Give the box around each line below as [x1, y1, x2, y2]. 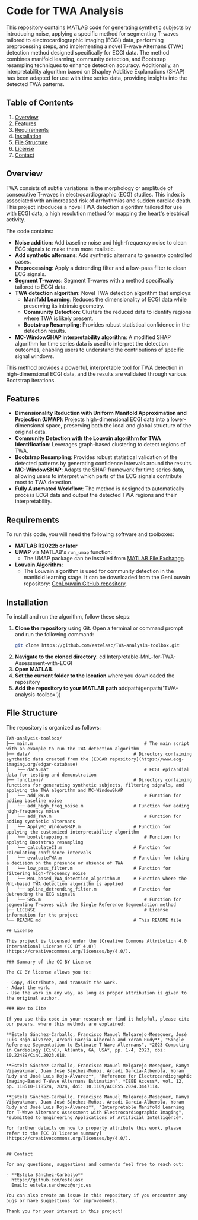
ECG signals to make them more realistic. [14, 245, 116, 252]
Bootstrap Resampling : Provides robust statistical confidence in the [23, 321, 190, 328]
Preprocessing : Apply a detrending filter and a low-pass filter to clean [14, 264, 187, 271]
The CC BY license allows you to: [6, 969, 92, 975]
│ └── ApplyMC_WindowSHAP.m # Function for [6, 823, 171, 829]
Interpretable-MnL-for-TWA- [106, 653, 176, 660]
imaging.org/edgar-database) [6, 761, 78, 767]
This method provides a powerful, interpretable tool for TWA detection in [6, 364, 184, 371]
